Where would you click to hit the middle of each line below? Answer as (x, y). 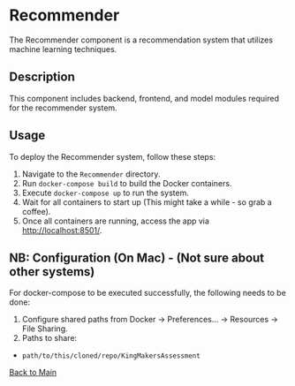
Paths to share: (49, 338)
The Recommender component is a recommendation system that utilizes (141, 40)
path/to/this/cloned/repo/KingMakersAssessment (111, 356)
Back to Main (33, 373)
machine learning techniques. (63, 49)
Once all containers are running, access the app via (116, 221)
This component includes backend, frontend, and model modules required (144, 98)
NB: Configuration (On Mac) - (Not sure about (137, 257)
